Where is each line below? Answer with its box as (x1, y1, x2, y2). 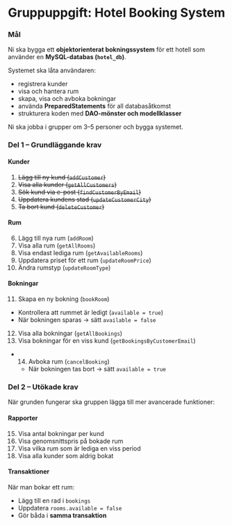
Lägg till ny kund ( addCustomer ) (17, 172, 106, 181)
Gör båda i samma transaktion (17, 511, 107, 519)
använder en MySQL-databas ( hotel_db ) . (8, 53, 127, 61)
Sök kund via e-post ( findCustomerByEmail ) (17, 188, 142, 196)
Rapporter (8, 414, 38, 422)
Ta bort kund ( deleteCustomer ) (17, 202, 105, 211)
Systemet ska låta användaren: (8, 66, 97, 74)
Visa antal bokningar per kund (17, 429, 104, 437)
